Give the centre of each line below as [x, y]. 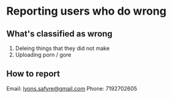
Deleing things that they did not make [62, 48]
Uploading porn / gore [43, 55]
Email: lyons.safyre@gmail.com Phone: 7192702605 [72, 88]
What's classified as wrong [59, 34]
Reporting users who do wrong [86, 11]
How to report [33, 74]
